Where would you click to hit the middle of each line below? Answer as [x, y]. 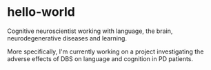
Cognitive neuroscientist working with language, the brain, [90, 31]
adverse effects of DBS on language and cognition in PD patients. [100, 58]
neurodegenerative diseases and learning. [67, 38]
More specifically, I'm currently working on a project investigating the [105, 51]
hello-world [41, 12]
